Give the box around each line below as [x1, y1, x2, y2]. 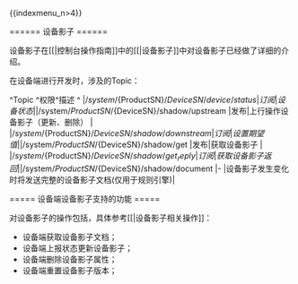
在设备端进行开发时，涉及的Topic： [9, 75, 141, 86]
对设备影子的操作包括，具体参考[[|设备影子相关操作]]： [9, 212, 213, 223]
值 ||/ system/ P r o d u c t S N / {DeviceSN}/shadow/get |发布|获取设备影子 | [9, 139, 263, 150]
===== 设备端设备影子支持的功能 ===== [9, 193, 161, 204]
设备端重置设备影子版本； [22, 264, 118, 276]
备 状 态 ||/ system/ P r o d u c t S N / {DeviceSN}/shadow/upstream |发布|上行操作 [9, 106, 281, 116]
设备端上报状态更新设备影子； [22, 242, 133, 254]
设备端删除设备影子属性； [22, 254, 118, 264]
